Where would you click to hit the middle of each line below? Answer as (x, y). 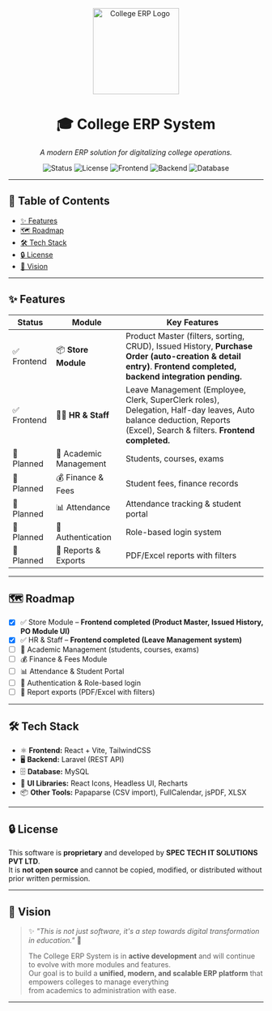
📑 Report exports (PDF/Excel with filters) (87, 692)
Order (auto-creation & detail (183, 356)
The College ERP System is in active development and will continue (142, 956)
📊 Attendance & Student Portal (72, 671)
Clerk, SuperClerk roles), (172, 400)
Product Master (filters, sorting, (185, 336)
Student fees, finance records (182, 484)
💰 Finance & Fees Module (64, 659)
